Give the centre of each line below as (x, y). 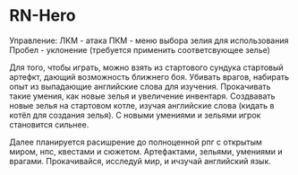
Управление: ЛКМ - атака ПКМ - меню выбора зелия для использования (149, 40)
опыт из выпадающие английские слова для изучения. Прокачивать (140, 86)
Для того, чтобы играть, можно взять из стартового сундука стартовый (146, 67)
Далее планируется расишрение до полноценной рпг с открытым (136, 142)
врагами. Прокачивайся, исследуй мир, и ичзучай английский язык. (140, 161)
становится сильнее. (49, 124)
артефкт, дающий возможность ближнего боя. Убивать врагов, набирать (149, 76)
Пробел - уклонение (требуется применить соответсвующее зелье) (140, 49)
